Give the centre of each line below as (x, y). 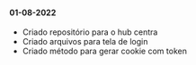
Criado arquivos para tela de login (85, 42)
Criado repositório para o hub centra (90, 32)
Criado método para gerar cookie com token (104, 51)
